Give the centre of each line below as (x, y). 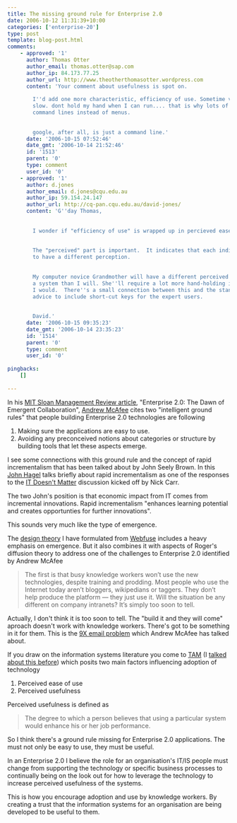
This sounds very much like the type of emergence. (82, 525)
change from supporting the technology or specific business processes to (115, 768)
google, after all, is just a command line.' (101, 132)
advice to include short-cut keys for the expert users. (118, 297)
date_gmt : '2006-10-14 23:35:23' (75, 329)
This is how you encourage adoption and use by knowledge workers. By (112, 797)
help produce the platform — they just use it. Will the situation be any (125, 597)
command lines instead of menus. (82, 112)
